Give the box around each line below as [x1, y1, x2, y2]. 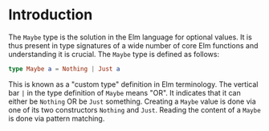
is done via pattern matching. [8, 113, 105, 123]
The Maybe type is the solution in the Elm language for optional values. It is [8, 32, 253, 42]
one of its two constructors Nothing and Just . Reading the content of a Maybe [8, 104, 261, 114]
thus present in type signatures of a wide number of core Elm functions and [8, 40, 259, 50]
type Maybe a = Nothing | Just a [8, 64, 120, 73]
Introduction [8, 6, 93, 24]
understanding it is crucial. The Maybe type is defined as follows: [8, 49, 219, 59]
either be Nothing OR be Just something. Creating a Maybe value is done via [8, 96, 257, 106]
